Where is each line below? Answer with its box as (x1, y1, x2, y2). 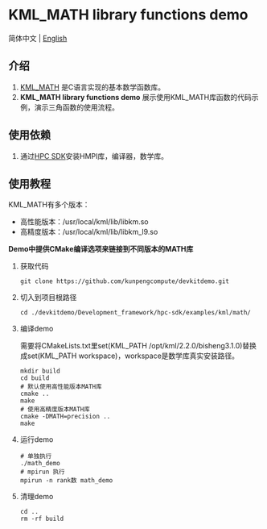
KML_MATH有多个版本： (8, 200, 90, 210)
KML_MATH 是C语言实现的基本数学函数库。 (19, 82, 166, 92)
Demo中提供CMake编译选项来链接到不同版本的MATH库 (8, 244, 194, 254)
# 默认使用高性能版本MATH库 (19, 383, 102, 391)
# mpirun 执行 (19, 468, 66, 477)
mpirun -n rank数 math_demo (19, 477, 113, 485)
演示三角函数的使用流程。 (34, 102, 119, 112)
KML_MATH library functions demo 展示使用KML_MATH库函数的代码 (19, 92, 252, 102)
